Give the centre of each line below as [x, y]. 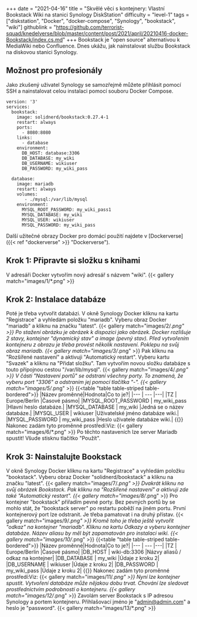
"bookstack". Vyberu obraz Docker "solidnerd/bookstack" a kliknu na [90, 477]
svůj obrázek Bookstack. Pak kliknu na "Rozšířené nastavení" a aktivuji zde [97, 490]
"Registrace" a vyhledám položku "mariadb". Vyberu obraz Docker [86, 320]
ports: [25, 127]
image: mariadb [35, 184]
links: [25, 137]
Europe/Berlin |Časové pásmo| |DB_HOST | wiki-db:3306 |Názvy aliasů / [94, 552]
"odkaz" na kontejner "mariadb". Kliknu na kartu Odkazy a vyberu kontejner [98, 527]
